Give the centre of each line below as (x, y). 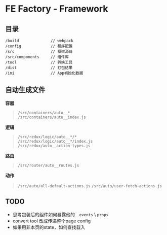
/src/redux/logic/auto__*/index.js (55, 141)
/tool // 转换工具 (39, 62)
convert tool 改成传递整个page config (52, 221)
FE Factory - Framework (57, 9)
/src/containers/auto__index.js (52, 117)
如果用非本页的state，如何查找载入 (49, 227)
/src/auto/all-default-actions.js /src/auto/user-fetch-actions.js (90, 186)
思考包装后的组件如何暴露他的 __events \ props (60, 214)
